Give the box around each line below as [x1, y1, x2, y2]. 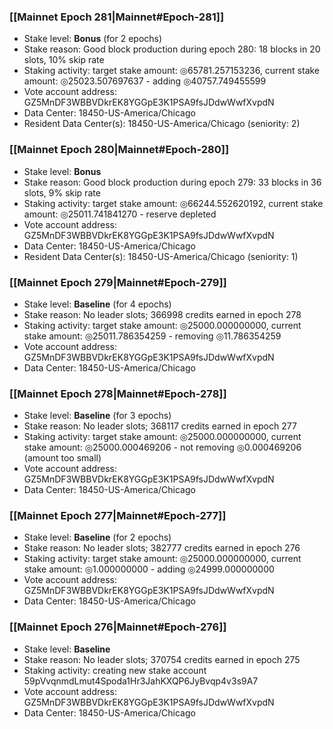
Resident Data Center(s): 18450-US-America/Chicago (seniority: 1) [23, 250, 299, 262]
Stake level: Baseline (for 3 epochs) [23, 410, 172, 422]
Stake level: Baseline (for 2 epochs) [23, 531, 172, 544]
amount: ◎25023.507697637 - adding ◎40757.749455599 [23, 75, 267, 87]
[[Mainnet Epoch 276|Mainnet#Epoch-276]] [9, 620, 227, 634]
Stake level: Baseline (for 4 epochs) [23, 298, 172, 310]
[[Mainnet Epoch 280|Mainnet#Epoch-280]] [9, 143, 230, 157]
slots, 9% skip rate [23, 186, 101, 199]
